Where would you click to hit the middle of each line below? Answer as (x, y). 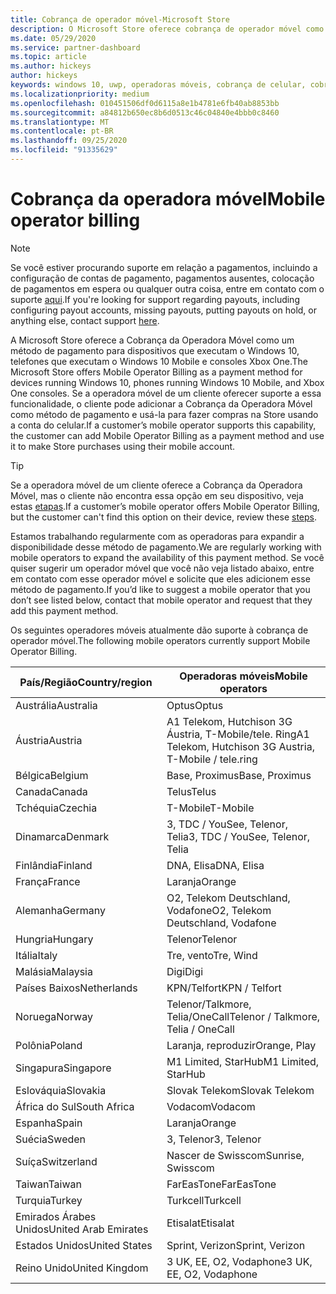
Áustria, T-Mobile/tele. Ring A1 (238, 734)
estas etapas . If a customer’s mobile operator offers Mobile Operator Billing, (165, 506)
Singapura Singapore (63, 1068)
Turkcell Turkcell (204, 1200)
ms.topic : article (48, 57)
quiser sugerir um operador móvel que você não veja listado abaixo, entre (162, 568)
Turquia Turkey (49, 1200)
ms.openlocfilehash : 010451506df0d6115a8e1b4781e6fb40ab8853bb (145, 103)
